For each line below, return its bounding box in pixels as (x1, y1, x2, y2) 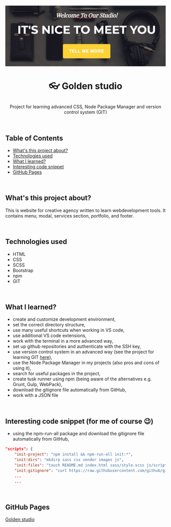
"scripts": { (5, 446, 33, 452)
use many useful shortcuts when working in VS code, (12, 327, 125, 333)
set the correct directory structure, (12, 322, 85, 328)
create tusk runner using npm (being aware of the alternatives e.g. (12, 376, 152, 382)
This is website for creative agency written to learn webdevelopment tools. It (5, 207, 166, 213)
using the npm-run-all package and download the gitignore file (12, 430, 145, 437)
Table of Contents (5, 134, 64, 142)
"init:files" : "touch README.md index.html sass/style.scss (14, 463, 145, 468)
